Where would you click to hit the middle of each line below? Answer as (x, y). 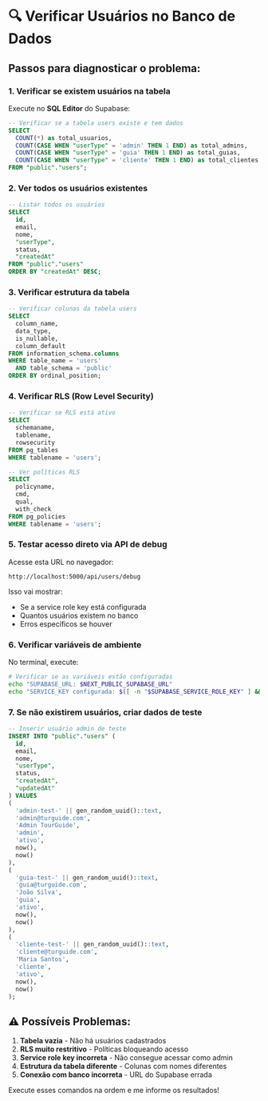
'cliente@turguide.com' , (57, 952)
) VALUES (23, 795)
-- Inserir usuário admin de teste (67, 729)
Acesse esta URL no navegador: (61, 562)
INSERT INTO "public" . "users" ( (62, 736)
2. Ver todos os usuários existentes (78, 188)
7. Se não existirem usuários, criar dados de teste (105, 712)
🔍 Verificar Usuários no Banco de (122, 16)
